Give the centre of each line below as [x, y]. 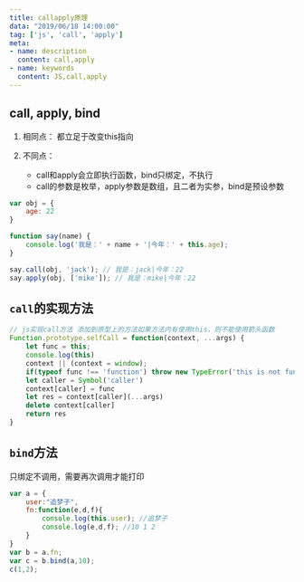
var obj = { [32, 203]
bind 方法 [33, 453]
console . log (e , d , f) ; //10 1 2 [99, 527]
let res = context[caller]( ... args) [95, 397]
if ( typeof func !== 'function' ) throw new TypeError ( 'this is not [153, 372]
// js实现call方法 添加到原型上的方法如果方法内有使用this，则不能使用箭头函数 [142, 330]
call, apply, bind [55, 114]
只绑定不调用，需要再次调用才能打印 [77, 476]
